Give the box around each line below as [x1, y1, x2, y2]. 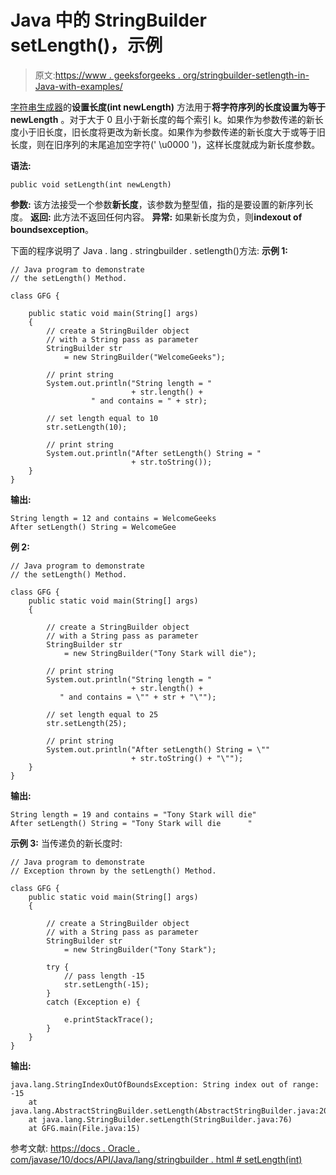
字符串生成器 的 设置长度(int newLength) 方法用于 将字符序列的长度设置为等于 [10, 101, 326, 113]
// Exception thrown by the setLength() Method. [10, 866, 217, 876]
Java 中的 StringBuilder [10, 9, 207, 32]
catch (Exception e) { [46, 997, 141, 1007]
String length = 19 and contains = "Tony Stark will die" [10, 809, 257, 820]
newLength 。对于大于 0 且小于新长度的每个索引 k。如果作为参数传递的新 [10, 113, 315, 125]
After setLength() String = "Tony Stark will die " [10, 818, 253, 828]
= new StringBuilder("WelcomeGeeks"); [63, 352, 226, 362]
